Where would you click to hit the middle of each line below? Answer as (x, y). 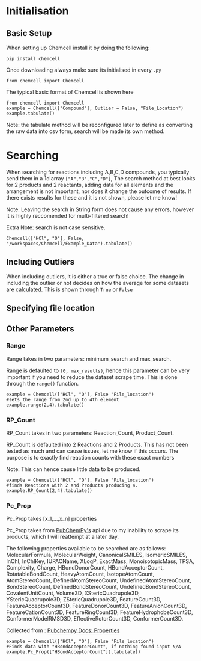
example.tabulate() (31, 114)
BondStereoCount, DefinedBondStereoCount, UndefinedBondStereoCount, (99, 587)
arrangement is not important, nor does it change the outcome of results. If (99, 191)
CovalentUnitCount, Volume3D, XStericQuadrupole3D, (73, 593)
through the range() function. (43, 383)
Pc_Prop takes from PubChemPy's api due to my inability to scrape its (92, 530)
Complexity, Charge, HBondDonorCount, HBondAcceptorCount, (85, 568)
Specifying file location (50, 308)
